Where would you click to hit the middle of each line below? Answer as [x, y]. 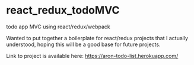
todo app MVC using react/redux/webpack [58, 27]
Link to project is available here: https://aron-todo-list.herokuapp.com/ [92, 56]
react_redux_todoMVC [63, 10]
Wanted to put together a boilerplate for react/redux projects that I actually [97, 38]
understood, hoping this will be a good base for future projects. [83, 44]
